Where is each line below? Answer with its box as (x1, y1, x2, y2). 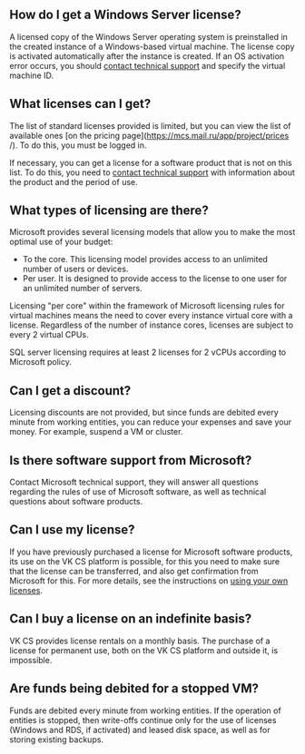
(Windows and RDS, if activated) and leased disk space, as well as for (9, 724, 271, 735)
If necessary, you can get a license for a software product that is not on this (9, 157, 292, 168)
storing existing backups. (9, 734, 104, 745)
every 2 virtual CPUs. (9, 329, 89, 340)
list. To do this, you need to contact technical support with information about (9, 167, 295, 178)
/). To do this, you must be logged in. (9, 140, 147, 151)
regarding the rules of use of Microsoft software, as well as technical (9, 486, 267, 497)
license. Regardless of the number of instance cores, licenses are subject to (9, 319, 293, 330)
